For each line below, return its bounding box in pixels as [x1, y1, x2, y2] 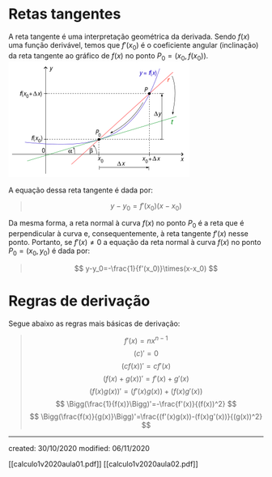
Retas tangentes [8, 5, 121, 23]
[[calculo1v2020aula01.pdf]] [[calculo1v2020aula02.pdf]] [8, 458, 198, 469]
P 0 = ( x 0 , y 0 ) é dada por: [8, 246, 91, 257]
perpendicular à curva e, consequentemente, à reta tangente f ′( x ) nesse [8, 229, 249, 238]
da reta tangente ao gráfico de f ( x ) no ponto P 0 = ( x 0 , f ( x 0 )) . [8, 50, 209, 62]
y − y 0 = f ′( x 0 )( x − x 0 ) [110, 201, 182, 213]
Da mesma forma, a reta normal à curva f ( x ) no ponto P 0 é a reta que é [8, 218, 244, 230]
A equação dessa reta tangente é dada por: [8, 185, 154, 195]
